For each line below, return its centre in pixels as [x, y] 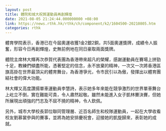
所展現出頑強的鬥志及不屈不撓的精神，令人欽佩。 [55, 101]
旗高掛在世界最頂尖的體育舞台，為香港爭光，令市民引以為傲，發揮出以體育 [81, 72]
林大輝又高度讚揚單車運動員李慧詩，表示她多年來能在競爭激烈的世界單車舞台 [83, 88]
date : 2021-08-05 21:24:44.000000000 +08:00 [52, 19]
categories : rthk [23, 28]
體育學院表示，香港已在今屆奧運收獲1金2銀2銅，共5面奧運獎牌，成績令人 [79, 43]
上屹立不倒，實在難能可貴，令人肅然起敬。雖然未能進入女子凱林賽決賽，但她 [83, 95]
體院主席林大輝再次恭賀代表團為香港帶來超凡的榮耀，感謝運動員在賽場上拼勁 [83, 59]
